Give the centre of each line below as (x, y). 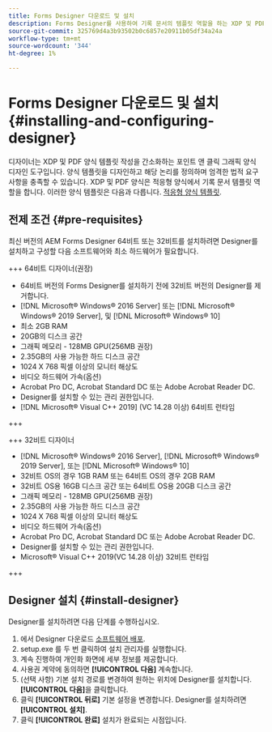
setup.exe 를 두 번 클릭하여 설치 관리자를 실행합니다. (103, 649)
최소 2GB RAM (44, 326)
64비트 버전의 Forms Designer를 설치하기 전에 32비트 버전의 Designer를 (136, 285)
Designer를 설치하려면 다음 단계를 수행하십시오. (84, 621)
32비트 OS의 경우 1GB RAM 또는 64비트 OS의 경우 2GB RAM (118, 475)
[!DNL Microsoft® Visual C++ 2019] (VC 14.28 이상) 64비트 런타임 (127, 406)
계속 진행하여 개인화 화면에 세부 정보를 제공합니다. (99, 659)
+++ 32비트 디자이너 (42, 440)
